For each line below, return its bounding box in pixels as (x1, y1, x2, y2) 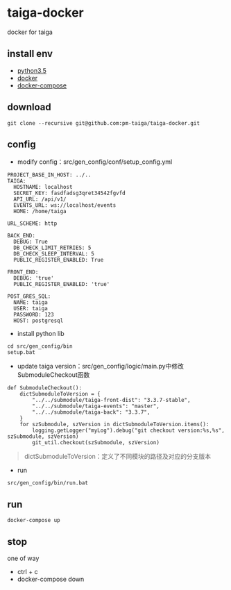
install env (7, 48, 53, 60)
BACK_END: (7, 233, 36, 239)
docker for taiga (7, 28, 53, 36)
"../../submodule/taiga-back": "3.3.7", (32, 409, 151, 416)
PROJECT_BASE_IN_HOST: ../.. (7, 171, 92, 178)
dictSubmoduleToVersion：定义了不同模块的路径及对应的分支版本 (24, 453, 212, 461)
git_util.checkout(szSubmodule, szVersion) (32, 439, 160, 446)
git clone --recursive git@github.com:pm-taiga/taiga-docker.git (7, 119, 200, 126)
